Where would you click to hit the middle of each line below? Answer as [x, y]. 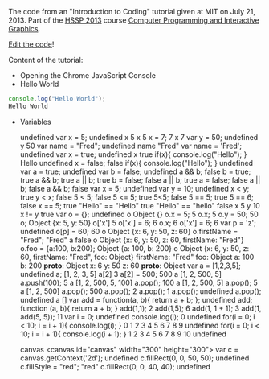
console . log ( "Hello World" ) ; [57, 99]
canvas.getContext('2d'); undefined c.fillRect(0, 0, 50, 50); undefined [134, 358]
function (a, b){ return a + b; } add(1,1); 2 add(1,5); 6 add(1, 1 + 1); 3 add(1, [141, 308]
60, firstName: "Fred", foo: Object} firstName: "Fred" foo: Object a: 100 [137, 257]
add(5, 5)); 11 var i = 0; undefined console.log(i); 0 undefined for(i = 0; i [137, 316]
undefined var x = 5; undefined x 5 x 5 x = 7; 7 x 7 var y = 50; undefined [139, 137]
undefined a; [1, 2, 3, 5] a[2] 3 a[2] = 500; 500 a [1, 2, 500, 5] [121, 274]
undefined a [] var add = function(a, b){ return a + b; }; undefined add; [136, 299]
